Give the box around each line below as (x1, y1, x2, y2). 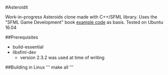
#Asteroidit (5, 4, 28, 10)
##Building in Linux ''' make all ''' (5, 64, 74, 70)
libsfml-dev (12, 49, 37, 55)
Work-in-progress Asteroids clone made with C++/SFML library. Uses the (5, 14, 157, 19)
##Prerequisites (5, 34, 39, 40)
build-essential (12, 44, 44, 49)
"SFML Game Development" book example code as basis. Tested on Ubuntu (5, 19, 163, 25)
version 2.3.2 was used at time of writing (20, 54, 105, 60)
